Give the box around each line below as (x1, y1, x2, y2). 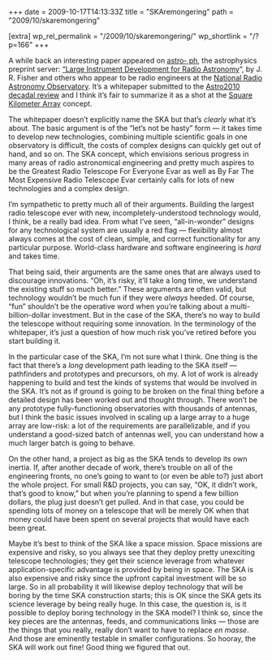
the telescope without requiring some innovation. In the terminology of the (8, 319, 257, 328)
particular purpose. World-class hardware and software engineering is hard (8, 243, 261, 252)
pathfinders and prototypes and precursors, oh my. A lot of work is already (8, 369, 258, 379)
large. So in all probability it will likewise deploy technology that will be (8, 582, 244, 592)
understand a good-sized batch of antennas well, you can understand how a (8, 430, 265, 439)
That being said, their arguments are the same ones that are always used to (8, 267, 261, 276)
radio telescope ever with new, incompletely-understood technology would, (8, 208, 261, 218)
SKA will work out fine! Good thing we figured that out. (8, 642, 191, 652)
